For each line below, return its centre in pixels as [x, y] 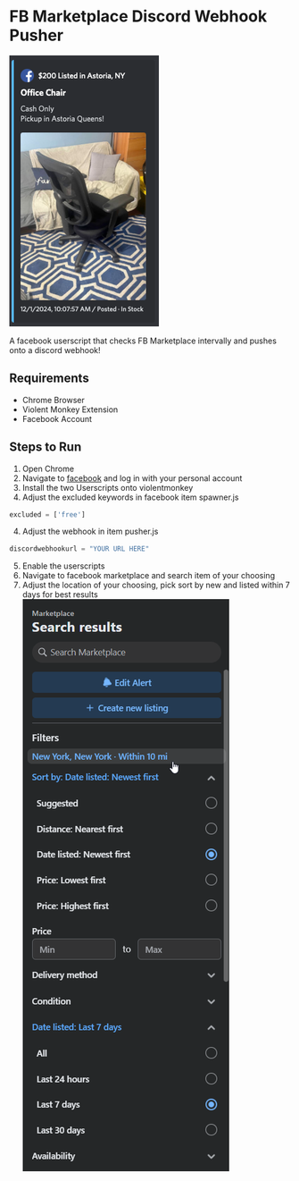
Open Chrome [48, 468]
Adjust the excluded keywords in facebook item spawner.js [130, 497]
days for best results [60, 595]
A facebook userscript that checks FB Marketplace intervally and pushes [143, 341]
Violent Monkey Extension [70, 409]
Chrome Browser [53, 400]
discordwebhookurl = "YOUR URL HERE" [79, 549]
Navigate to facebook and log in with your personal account [132, 478]
